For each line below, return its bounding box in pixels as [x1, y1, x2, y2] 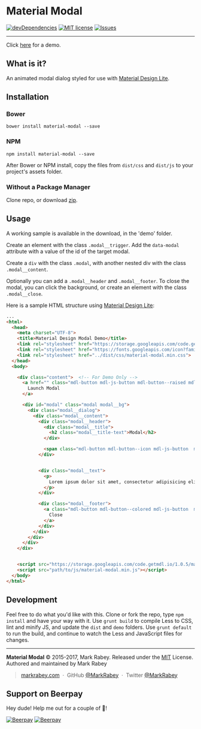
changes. [6, 636, 29, 643]
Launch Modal [28, 385, 60, 391]
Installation [6, 92, 49, 103]
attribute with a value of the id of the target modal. [6, 248, 130, 255]
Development [6, 595, 58, 605]
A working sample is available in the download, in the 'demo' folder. [6, 230, 172, 237]
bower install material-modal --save [6, 123, 100, 129]
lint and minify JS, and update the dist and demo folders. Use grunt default [6, 623, 192, 631]
